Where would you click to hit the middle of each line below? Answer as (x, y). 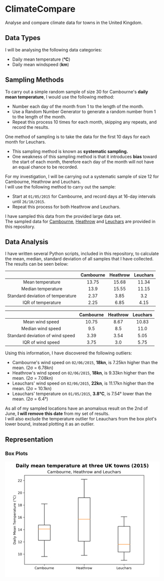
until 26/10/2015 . (29, 201)
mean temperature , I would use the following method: (60, 97)
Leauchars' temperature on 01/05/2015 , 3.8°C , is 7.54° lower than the (82, 394)
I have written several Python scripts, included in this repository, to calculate (82, 254)
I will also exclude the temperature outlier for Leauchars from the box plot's (81, 419)
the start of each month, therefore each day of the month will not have (83, 162)
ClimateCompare (40, 9)
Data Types (23, 38)
